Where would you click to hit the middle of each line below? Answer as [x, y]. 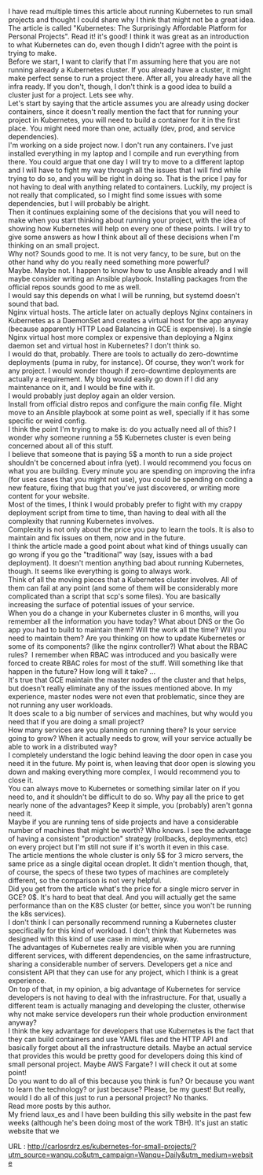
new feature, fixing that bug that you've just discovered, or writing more [124, 488]
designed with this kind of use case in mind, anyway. [93, 939]
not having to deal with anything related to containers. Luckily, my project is [130, 187]
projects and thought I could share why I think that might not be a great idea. [132, 20]
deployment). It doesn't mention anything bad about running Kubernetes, [126, 563]
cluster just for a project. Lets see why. [71, 95]
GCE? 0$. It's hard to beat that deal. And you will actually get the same [122, 897]
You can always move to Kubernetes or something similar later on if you [124, 788]
